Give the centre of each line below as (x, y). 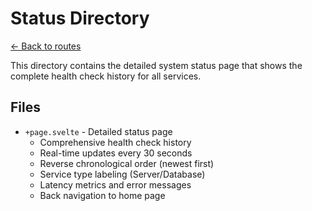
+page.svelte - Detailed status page (98, 131)
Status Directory (80, 18)
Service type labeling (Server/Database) (122, 174)
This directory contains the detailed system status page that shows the (156, 65)
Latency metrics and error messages (115, 184)
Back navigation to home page (102, 195)
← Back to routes (46, 46)
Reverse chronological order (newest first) (127, 163)
